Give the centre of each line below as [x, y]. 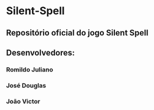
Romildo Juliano [30, 69]
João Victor [23, 101]
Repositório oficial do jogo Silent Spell [77, 33]
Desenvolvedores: [40, 52]
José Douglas [26, 85]
